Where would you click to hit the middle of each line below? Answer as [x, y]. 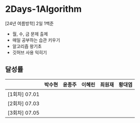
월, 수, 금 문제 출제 [30, 34]
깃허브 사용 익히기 [29, 52]
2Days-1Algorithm [44, 9]
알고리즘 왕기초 [27, 46]
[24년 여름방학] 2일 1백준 [29, 23]
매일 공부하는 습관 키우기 [36, 40]
